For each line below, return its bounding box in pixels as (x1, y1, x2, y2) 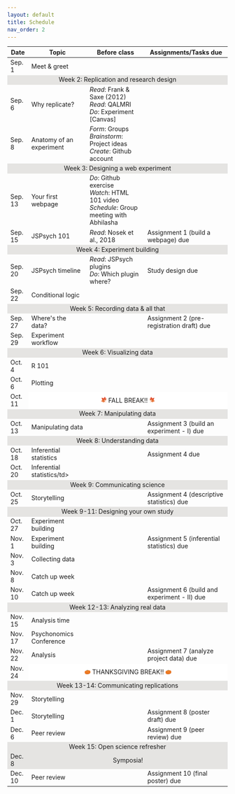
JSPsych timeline (31, 266, 81, 274)
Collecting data (31, 555, 76, 563)
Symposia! (113, 756, 143, 764)
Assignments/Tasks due (150, 48, 222, 56)
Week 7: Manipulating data (79, 409, 156, 418)
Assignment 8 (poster (147, 708, 210, 716)
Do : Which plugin (90, 270, 139, 278)
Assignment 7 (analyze (147, 647, 214, 655)
